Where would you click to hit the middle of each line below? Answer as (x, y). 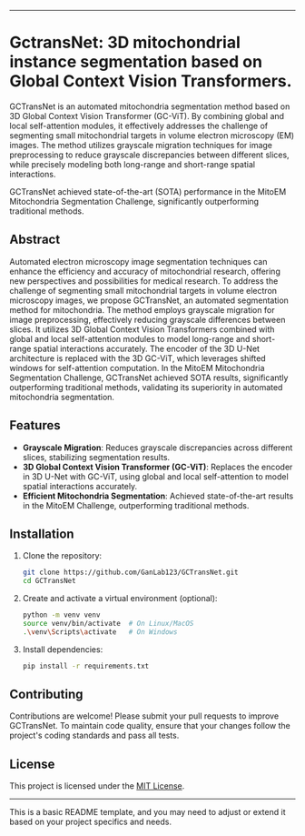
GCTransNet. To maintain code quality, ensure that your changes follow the (150, 726)
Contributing (46, 695)
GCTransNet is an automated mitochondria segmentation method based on (150, 106)
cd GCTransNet (49, 581)
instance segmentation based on (136, 62)
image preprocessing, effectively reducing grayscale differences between (148, 319)
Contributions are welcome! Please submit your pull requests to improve (144, 716)
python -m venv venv (61, 615)
